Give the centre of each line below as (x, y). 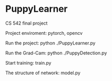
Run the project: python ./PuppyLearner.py (51, 43)
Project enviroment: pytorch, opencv (44, 33)
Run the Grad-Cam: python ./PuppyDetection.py (56, 53)
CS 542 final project (26, 23)
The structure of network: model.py (43, 73)
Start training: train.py (28, 63)
